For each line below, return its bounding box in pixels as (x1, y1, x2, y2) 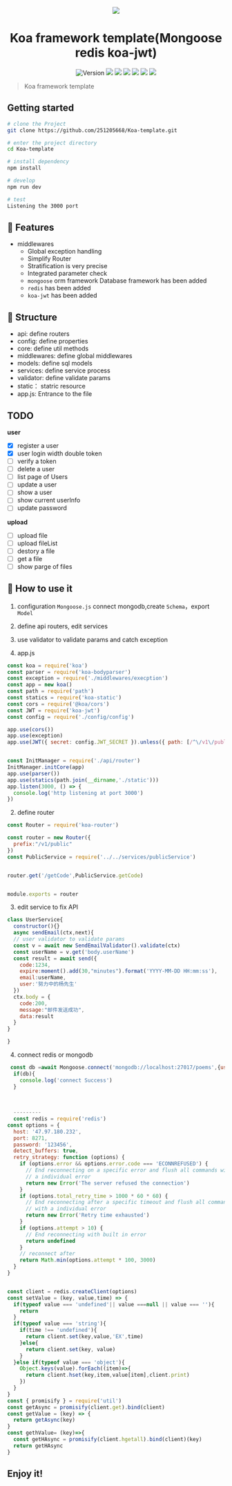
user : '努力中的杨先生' (19, 981, 78, 988)
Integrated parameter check (27, 270, 108, 278)
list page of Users (17, 473, 68, 481)
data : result (19, 1013, 54, 1019)
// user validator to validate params (13, 936, 126, 943)
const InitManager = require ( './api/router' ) (7, 758, 140, 764)
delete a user (17, 465, 55, 473)
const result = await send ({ (13, 954, 97, 962)
